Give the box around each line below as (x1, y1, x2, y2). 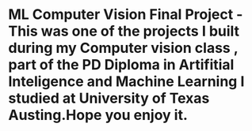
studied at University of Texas (8, 89, 210, 107)
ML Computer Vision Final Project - (8, 6, 243, 24)
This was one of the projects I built (8, 22, 240, 40)
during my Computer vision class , (8, 39, 239, 57)
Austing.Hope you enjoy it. (8, 107, 189, 124)
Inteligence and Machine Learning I (8, 73, 245, 91)
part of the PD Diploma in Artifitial (8, 56, 235, 74)
